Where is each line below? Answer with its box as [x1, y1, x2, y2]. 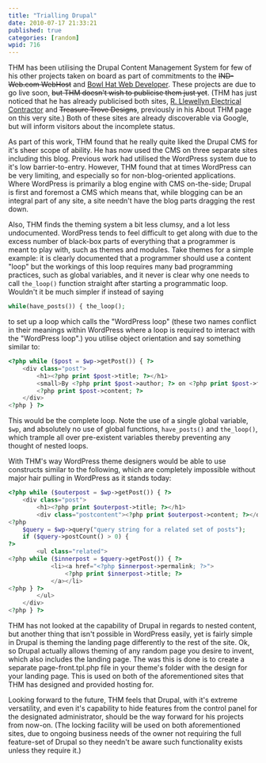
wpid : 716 [8, 41, 41, 49]
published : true [8, 26, 62, 34]
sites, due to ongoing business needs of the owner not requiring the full [8, 729, 241, 738]
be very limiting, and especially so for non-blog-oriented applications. [8, 171, 236, 181]
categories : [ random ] [8, 33, 80, 42]
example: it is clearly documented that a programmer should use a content [8, 254, 252, 263]
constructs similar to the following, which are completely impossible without [8, 465, 256, 475]
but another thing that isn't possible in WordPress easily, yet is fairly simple [8, 629, 253, 639]
